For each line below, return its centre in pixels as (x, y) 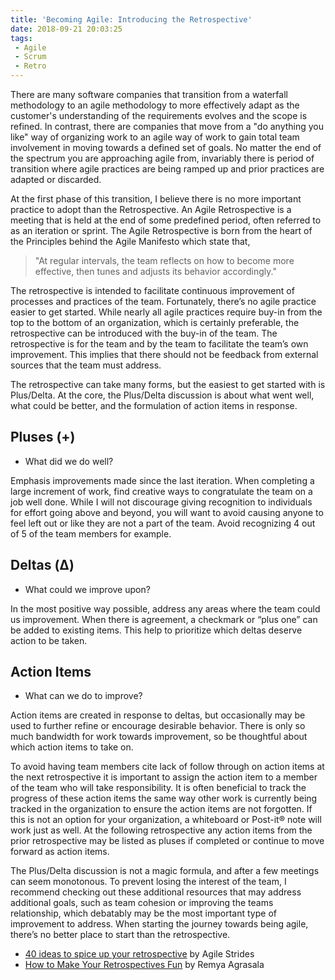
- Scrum (30, 57)
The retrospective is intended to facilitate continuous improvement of (152, 290)
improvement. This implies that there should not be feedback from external (164, 354)
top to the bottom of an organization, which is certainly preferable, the (155, 322)
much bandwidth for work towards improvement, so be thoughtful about (159, 737)
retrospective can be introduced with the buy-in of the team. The (144, 333)
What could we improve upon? (87, 589)
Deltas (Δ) (42, 565)
